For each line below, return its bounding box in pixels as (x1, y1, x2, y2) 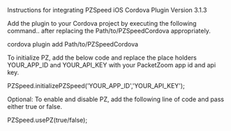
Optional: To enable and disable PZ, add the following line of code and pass (7, 95, 225, 103)
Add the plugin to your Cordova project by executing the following (7, 19, 197, 27)
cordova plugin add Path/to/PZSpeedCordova (7, 40, 138, 48)
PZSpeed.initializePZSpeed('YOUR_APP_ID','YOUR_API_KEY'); (7, 82, 185, 89)
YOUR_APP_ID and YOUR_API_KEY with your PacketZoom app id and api (7, 61, 216, 69)
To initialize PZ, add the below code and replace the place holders (7, 53, 198, 62)
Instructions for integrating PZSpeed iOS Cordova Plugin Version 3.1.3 (7, 6, 207, 14)
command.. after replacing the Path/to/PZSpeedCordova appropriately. (7, 27, 211, 35)
